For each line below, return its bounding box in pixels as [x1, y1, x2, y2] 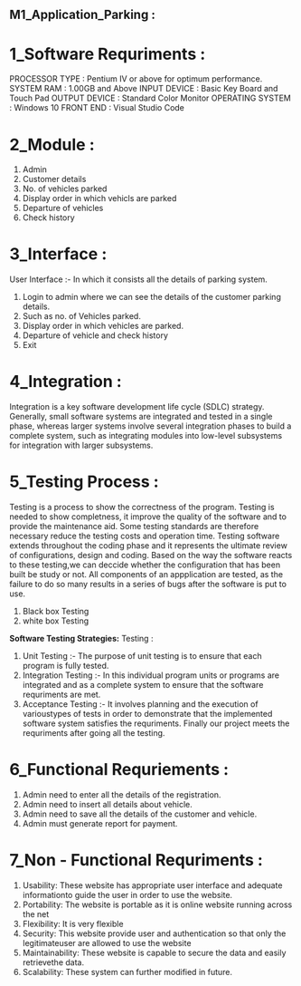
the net [22, 908, 50, 919]
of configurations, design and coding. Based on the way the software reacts [9, 550, 293, 561]
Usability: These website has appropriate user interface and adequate [22, 879, 283, 891]
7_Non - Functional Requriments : [9, 850, 264, 871]
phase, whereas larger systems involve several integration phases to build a [9, 420, 292, 431]
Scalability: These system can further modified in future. [22, 966, 233, 977]
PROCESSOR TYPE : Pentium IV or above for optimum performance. [9, 73, 263, 84]
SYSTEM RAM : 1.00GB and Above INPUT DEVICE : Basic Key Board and [9, 83, 278, 94]
